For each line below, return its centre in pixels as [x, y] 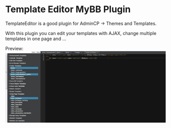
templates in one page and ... [36, 39]
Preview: [15, 48]
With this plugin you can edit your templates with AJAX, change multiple [81, 33]
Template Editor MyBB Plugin [68, 9]
